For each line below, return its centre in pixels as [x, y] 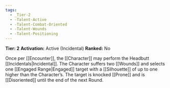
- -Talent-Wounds [28, 29]
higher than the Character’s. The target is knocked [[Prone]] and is [75, 74]
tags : [11, 10]
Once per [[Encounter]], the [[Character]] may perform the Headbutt [77, 58]
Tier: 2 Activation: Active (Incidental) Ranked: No [58, 48]
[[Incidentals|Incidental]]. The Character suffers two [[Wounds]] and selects [85, 64]
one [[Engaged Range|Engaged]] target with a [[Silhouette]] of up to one [81, 69]
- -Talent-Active [28, 19]
